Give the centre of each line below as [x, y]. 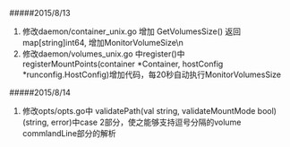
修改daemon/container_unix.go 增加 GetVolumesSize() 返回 [132, 31]
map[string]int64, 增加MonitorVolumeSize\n [102, 43]
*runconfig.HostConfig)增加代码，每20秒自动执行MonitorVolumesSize [152, 74]
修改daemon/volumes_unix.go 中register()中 [103, 54]
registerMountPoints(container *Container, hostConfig [123, 64]
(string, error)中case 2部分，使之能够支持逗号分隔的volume [132, 122]
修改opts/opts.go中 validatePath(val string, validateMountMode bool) [149, 111]
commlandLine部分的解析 [69, 133]
